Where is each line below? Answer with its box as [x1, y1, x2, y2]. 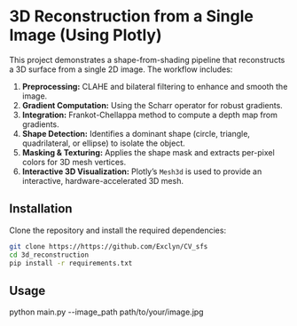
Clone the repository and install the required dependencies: [9, 225, 227, 235]
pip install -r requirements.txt [9, 258, 133, 267]
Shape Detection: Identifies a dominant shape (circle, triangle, [21, 128, 251, 139]
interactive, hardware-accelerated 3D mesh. [21, 175, 184, 186]
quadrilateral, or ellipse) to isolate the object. [21, 138, 186, 148]
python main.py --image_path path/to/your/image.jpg [9, 306, 204, 317]
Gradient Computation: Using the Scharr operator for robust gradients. [21, 99, 284, 110]
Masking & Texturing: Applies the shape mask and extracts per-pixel [21, 147, 275, 157]
